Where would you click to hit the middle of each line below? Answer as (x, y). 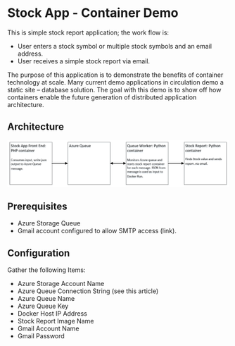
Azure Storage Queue (49, 223)
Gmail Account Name (48, 328)
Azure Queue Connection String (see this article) (88, 291)
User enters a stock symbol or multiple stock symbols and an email (115, 46)
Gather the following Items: (46, 270)
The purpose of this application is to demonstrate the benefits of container (115, 75)
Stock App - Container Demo (93, 13)
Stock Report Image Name (56, 321)
